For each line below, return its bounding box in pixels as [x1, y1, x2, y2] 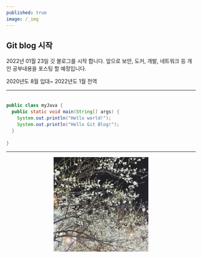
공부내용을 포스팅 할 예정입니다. [12, 65, 87, 72]
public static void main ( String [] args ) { [11, 109, 120, 115]
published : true [6, 10, 47, 16]
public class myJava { [6, 103, 63, 109]
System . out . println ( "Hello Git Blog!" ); [17, 121, 120, 127]
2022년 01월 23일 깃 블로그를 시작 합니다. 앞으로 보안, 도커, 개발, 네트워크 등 [6, 58, 186, 65]
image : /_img [6, 16, 39, 22]
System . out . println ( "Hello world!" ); [17, 115, 112, 121]
